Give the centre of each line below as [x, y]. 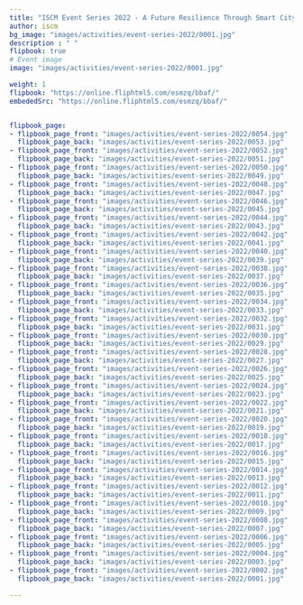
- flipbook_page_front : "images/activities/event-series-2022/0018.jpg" [149, 436]
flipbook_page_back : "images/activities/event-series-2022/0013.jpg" [151, 478]
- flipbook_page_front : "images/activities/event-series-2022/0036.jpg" [149, 285]
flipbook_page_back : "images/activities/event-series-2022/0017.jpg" [151, 444]
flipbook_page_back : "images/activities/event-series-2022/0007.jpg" [151, 528]
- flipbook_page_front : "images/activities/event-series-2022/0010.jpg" [149, 503]
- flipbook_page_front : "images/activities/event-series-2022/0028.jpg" [149, 352]
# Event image [36, 60]
